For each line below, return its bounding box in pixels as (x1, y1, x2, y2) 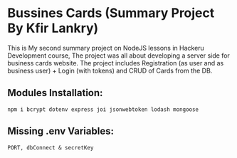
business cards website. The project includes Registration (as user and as (7, 58, 224, 67)
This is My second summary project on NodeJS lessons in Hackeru (7, 43, 204, 52)
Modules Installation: (7, 87, 103, 99)
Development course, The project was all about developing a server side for (7, 51, 230, 60)
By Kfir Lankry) (7, 20, 99, 36)
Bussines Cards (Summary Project (7, 5, 215, 21)
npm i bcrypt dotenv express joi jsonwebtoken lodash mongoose (7, 105, 199, 113)
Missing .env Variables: (7, 125, 114, 137)
